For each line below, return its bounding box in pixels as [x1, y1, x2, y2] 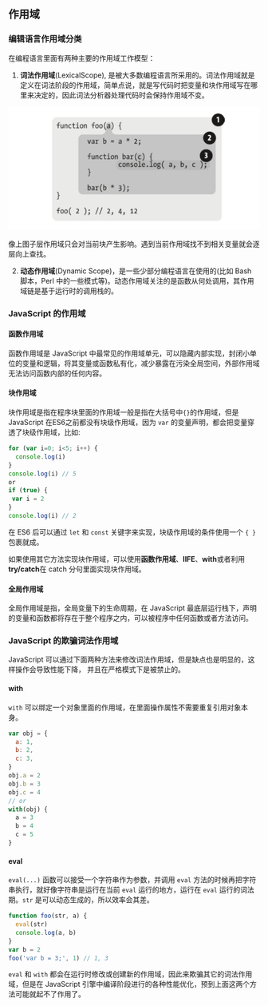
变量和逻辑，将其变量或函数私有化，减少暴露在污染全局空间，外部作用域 [22, 358, 260, 368]
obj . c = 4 [8, 788, 41, 797]
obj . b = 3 [8, 780, 41, 788]
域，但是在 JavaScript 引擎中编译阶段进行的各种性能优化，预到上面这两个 [8, 980, 250, 989]
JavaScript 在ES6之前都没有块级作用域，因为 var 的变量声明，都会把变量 [8, 418, 248, 427]
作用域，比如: [35, 427, 81, 437]
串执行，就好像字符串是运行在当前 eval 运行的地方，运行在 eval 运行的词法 [8, 885, 255, 895]
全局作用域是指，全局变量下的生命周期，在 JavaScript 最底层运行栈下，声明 [8, 603, 258, 613]
